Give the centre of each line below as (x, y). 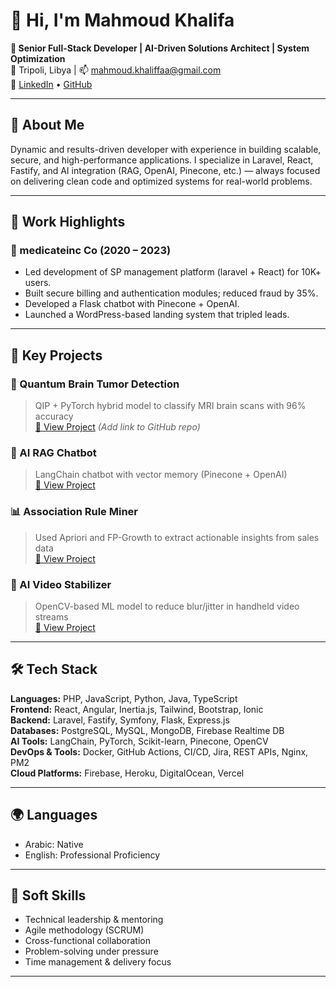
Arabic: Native (54, 844)
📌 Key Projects (56, 355)
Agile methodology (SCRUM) (84, 930)
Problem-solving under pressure (91, 951)
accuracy (54, 416)
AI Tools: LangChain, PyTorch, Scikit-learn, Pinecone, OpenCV (139, 741)
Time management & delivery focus (98, 962)
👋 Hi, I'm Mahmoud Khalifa (122, 20)
